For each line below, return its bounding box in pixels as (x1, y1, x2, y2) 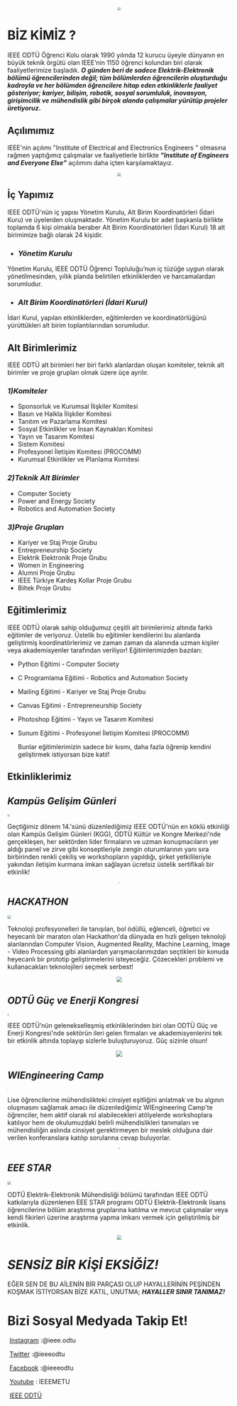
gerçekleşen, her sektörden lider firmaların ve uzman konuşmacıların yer (7, 838, 219, 846)
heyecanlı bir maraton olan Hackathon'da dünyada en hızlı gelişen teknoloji (7, 932, 226, 940)
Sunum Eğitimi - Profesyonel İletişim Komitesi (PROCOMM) (17, 729, 190, 737)
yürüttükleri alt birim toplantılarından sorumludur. (7, 321, 150, 330)
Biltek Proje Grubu (17, 584, 71, 593)
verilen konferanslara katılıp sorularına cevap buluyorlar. (7, 1133, 172, 1142)
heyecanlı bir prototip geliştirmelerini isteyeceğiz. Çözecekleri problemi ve (7, 954, 224, 963)
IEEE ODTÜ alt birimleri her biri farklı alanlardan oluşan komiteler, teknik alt (7, 360, 225, 370)
